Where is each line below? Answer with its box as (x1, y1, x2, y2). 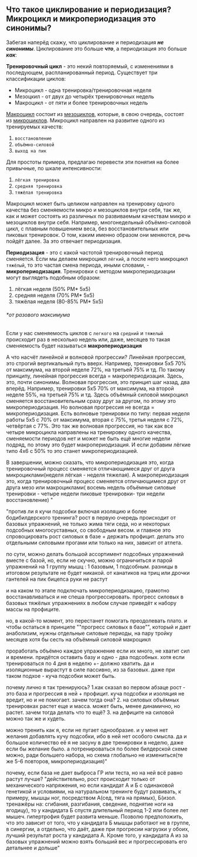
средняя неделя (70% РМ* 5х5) (14, 292, 95, 299)
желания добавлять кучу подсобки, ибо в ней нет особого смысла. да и (6, 733, 187, 740)
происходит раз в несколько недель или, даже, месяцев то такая (6, 336, 171, 343)
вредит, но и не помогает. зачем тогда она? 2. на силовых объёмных (6, 696, 180, 703)
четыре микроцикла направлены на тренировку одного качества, (6, 429, 172, 436)
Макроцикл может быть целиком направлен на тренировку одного (6, 200, 175, 207)
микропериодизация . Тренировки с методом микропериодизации (6, 267, 176, 274)
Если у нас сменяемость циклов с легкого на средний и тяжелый (6, 330, 164, 337)
